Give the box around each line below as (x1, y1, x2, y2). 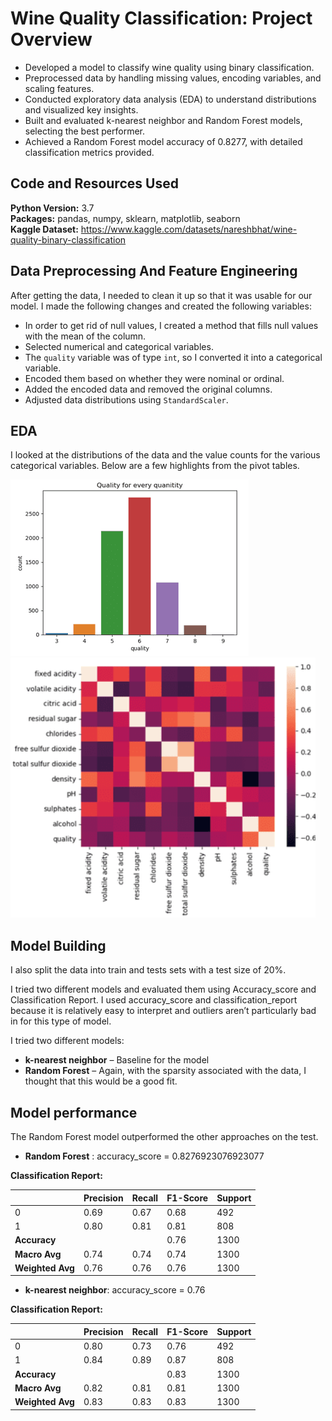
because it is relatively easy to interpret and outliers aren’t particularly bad (10, 1005, 317, 1017)
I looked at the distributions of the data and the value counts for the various (10, 449, 321, 461)
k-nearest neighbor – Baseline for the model (24, 1054, 210, 1066)
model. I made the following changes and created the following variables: (10, 300, 312, 312)
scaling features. (24, 82, 95, 94)
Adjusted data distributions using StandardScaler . (24, 393, 229, 406)
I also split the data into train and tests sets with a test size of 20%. (10, 964, 287, 976)
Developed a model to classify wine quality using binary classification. (24, 61, 315, 73)
